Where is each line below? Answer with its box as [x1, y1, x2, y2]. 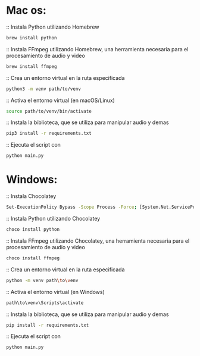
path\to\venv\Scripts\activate [6, 299, 84, 306]
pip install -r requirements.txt [6, 322, 89, 328]
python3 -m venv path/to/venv [6, 86, 82, 92]
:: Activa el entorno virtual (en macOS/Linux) [6, 97, 115, 104]
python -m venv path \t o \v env [6, 277, 79, 283]
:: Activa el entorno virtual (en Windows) [6, 288, 105, 295]
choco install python [6, 227, 60, 233]
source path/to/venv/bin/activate [6, 108, 92, 114]
